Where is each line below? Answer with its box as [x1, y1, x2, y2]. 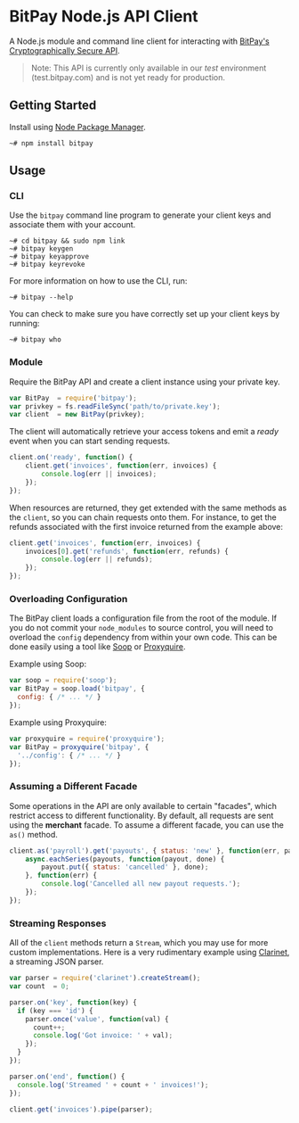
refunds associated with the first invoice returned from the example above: [9, 521, 283, 532]
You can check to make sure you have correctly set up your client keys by [9, 309, 280, 319]
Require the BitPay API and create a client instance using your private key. [9, 376, 280, 387]
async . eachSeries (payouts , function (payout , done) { [25, 855, 225, 863]
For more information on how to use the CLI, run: [9, 276, 188, 286]
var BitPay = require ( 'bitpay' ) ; [9, 393, 138, 402]
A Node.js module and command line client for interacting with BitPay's [9, 36, 270, 46]
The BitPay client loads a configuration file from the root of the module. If [9, 613, 278, 623]
